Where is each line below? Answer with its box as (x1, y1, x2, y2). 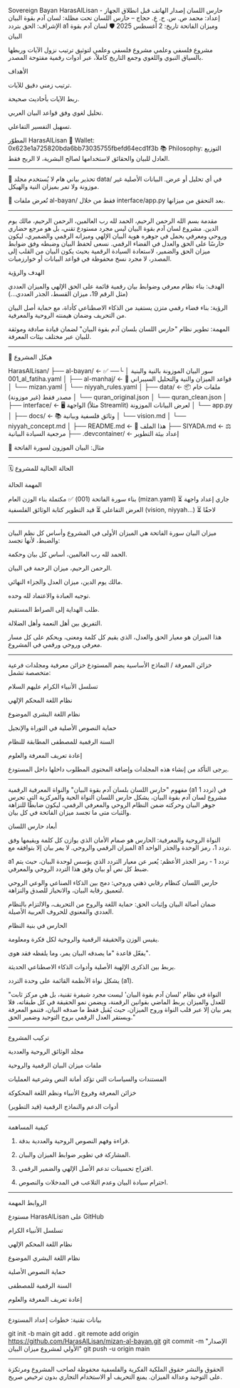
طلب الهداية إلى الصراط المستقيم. (8, 605, 100, 613)
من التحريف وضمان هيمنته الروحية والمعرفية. (8, 311, 127, 319)
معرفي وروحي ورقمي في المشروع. (8, 640, 103, 649)
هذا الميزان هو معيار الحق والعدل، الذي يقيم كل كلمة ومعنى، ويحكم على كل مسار (8, 633, 222, 641)
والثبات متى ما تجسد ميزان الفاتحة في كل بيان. (8, 808, 132, 816)
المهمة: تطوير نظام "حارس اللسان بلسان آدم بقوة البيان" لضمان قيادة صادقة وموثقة (8, 325, 230, 333)
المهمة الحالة (8, 481, 42, 489)
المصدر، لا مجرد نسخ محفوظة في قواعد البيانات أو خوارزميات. (8, 254, 172, 263)
